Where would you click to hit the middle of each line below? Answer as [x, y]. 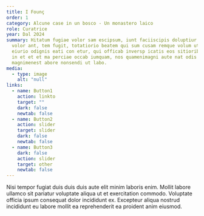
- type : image [29, 74]
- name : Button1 [32, 91]
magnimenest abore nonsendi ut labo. [59, 62]
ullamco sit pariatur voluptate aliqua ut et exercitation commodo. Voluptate [99, 194]
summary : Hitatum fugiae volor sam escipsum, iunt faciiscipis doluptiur [102, 40]
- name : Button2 [32, 119]
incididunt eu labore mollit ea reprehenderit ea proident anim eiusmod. [94, 206]
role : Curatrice [27, 29]
